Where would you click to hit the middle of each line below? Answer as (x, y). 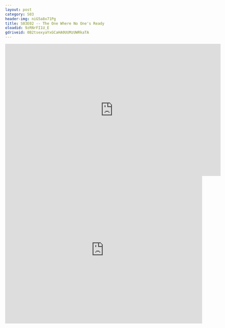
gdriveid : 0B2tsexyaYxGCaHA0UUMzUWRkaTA (47, 32)
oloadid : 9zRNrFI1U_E (27, 28)
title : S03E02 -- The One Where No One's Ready (55, 23)
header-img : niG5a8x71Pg (31, 19)
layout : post (18, 10)
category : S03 (20, 14)
